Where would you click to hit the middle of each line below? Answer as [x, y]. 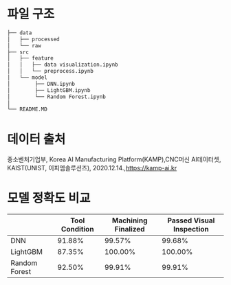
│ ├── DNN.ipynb [41, 84]
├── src [18, 52]
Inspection [191, 229]
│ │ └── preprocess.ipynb [51, 71]
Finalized [130, 229]
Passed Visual [191, 220]
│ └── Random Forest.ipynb [57, 97]
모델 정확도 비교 [49, 198]
